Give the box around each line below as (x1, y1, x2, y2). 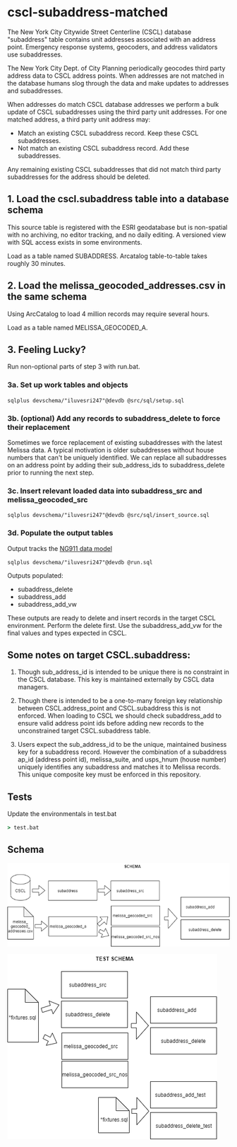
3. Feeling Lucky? (7, 344, 86, 356)
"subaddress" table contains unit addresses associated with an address (7, 35, 217, 43)
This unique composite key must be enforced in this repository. (17, 770, 201, 779)
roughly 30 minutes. (7, 259, 66, 267)
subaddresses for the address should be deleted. (7, 173, 150, 181)
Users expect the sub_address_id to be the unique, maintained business (17, 740, 227, 749)
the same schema (7, 291, 87, 303)
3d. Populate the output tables (7, 528, 114, 538)
